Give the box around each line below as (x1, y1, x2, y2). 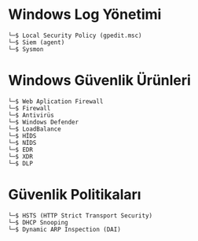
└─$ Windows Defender (8, 118, 79, 126)
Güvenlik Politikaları (8, 186, 141, 204)
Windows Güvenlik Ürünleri (8, 72, 191, 90)
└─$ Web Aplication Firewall (8, 97, 104, 106)
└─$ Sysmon (8, 45, 44, 53)
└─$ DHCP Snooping (8, 218, 68, 226)
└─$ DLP (8, 159, 34, 167)
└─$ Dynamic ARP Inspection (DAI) (8, 225, 122, 233)
